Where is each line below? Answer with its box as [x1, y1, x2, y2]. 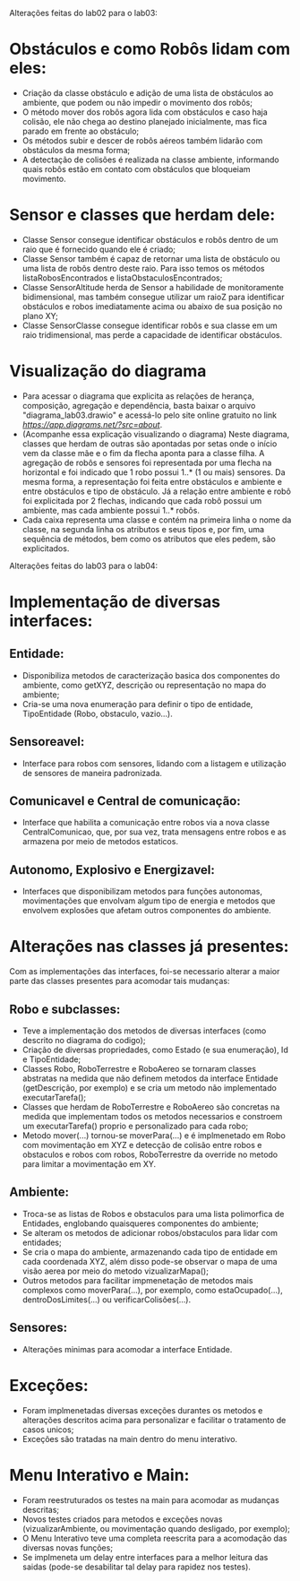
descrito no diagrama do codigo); [21, 1035, 146, 1045]
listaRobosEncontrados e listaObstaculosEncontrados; [21, 272, 223, 283]
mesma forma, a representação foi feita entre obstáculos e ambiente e [21, 476, 282, 487]
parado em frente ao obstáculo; [21, 125, 140, 136]
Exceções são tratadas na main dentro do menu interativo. [21, 1433, 238, 1444]
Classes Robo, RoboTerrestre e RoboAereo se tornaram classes [21, 1064, 257, 1074]
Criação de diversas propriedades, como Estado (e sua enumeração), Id [21, 1044, 288, 1055]
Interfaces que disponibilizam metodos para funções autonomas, [21, 886, 262, 897]
